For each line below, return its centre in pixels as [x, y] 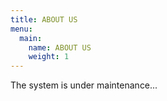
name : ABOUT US [60, 47]
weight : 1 [49, 57]
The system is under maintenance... [84, 85]
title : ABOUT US [44, 19]
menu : [21, 29]
